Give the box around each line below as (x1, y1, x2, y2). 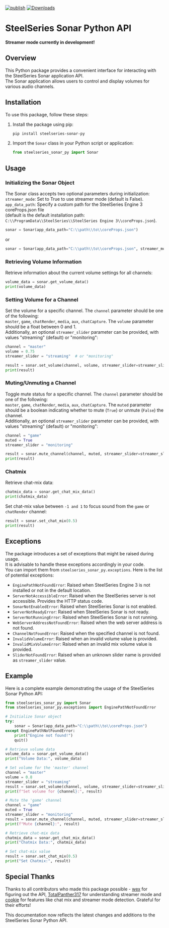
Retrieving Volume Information (5, 258, 82, 265)
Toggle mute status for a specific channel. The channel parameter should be (5, 391, 163, 397)
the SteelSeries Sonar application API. (5, 72, 84, 78)
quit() (14, 737, 28, 743)
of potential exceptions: (5, 572, 54, 578)
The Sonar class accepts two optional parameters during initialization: (5, 191, 150, 197)
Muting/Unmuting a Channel (5, 379, 76, 386)
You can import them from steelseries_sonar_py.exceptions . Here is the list (5, 566, 162, 572)
